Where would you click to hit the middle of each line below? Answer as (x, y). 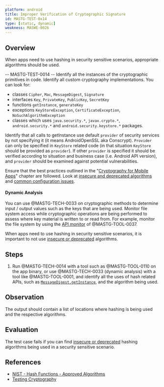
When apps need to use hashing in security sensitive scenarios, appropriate (82, 59)
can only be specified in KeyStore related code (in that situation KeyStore (78, 145)
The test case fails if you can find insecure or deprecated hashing (71, 341)
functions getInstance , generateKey (47, 105)
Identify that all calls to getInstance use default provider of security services (82, 135)
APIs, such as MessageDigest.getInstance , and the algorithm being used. (85, 282)
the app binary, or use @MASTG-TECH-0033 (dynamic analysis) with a (84, 271)
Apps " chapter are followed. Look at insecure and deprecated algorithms (79, 176)
